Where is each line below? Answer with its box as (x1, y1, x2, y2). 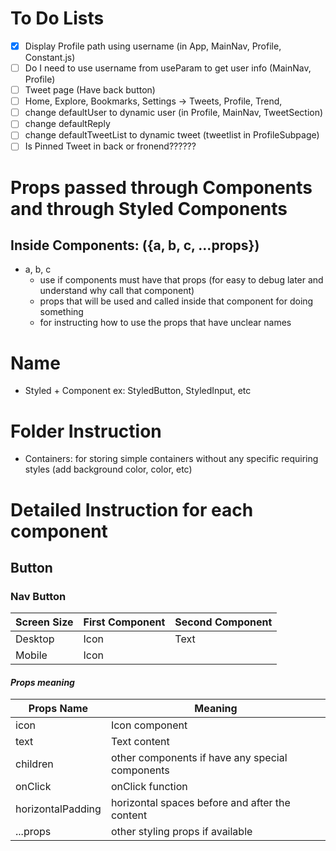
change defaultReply (24, 118, 111, 130)
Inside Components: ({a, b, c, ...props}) (10, 237, 260, 254)
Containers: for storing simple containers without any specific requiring (24, 453, 319, 465)
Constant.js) (24, 52, 76, 63)
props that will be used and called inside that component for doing (39, 295, 314, 307)
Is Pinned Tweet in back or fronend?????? (24, 140, 197, 152)
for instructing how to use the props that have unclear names (39, 317, 292, 329)
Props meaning (10, 676, 75, 688)
